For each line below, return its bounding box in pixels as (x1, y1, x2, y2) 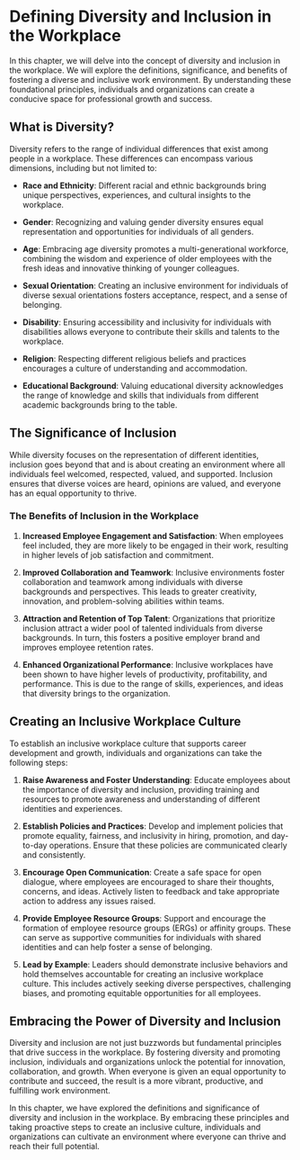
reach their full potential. (9, 1141, 101, 1152)
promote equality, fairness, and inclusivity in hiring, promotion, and (22, 830, 270, 841)
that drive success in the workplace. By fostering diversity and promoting (9, 1047, 281, 1058)
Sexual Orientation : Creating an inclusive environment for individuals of (22, 280, 289, 291)
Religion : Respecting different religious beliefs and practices (22, 353, 247, 364)
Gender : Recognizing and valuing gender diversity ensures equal (22, 216, 264, 227)
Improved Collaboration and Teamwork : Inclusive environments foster (22, 567, 286, 578)
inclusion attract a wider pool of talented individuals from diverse (22, 623, 263, 634)
